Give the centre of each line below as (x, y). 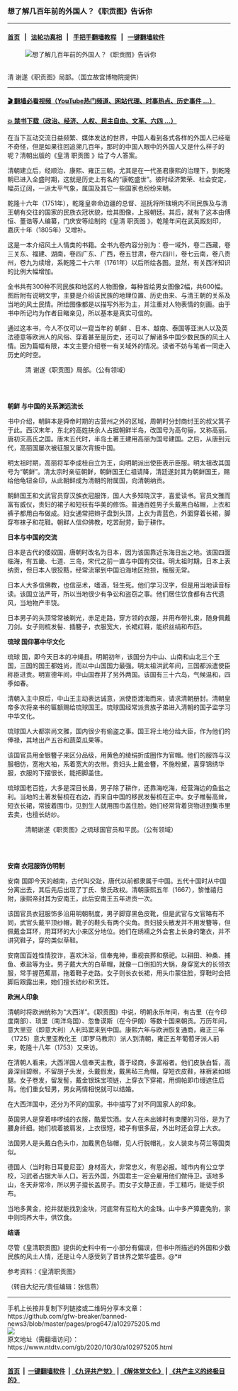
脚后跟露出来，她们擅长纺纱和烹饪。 (60, 982)
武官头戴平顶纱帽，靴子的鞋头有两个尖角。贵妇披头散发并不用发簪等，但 (125, 923)
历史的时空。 (26, 355)
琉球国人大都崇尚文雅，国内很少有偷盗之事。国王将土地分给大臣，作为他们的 (119, 731)
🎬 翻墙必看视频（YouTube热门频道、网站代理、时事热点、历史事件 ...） (112, 101)
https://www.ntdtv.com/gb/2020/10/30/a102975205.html (90, 1347)
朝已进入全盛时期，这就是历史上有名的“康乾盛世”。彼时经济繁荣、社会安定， (119, 179)
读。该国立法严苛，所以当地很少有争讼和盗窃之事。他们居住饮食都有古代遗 (116, 594)
